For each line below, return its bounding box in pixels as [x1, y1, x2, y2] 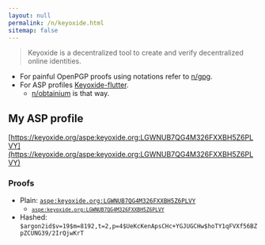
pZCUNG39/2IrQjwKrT [19, 229, 85, 238]
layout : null [8, 11, 51, 20]
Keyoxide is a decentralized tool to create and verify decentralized [27, 48, 244, 58]
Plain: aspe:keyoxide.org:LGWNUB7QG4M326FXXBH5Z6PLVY [19, 196, 196, 205]
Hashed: [19, 212, 47, 222]
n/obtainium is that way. [31, 89, 110, 98]
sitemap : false [8, 26, 59, 34]
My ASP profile [8, 112, 84, 125]
